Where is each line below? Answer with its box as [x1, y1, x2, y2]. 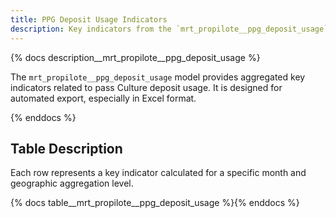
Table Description [10, 140, 123, 157]
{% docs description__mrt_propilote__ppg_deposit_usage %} [10, 51, 261, 63]
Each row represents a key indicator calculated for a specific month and [10, 167, 307, 179]
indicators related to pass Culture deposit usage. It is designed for [10, 81, 283, 93]
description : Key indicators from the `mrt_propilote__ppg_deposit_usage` [10, 24, 329, 34]
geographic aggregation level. [10, 177, 134, 190]
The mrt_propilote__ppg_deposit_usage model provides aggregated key [10, 71, 306, 83]
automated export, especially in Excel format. [10, 92, 197, 104]
